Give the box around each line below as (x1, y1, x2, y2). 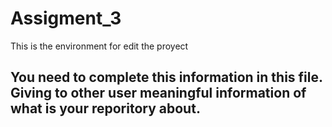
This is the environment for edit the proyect (10, 40, 189, 52)
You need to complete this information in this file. (10, 69, 323, 86)
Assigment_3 (10, 7, 122, 30)
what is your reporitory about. (10, 100, 201, 117)
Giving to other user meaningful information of (10, 85, 307, 102)
